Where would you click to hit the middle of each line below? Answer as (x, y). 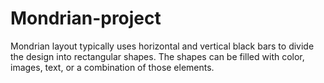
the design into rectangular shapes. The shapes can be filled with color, (157, 56)
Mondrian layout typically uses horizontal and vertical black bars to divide (162, 46)
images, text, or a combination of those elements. (112, 67)
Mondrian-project (86, 18)
